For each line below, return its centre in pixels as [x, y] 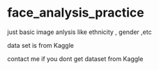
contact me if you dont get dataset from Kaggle [75, 59]
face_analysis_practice [76, 13]
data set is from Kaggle [41, 45]
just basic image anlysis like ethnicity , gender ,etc [79, 32]
